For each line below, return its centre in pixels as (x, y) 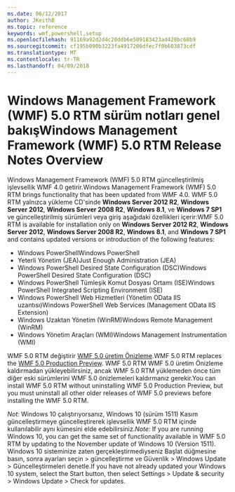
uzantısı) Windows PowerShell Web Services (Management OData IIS (116, 305)
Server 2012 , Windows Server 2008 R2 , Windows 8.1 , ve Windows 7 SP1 (115, 209)
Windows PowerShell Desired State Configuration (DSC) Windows (112, 268)
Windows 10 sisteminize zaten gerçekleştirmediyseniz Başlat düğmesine (112, 451)
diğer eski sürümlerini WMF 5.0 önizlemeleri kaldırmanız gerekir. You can (112, 378)
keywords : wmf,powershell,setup (54, 33)
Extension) (33, 312)
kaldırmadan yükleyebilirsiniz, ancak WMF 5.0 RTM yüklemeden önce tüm (114, 370)
